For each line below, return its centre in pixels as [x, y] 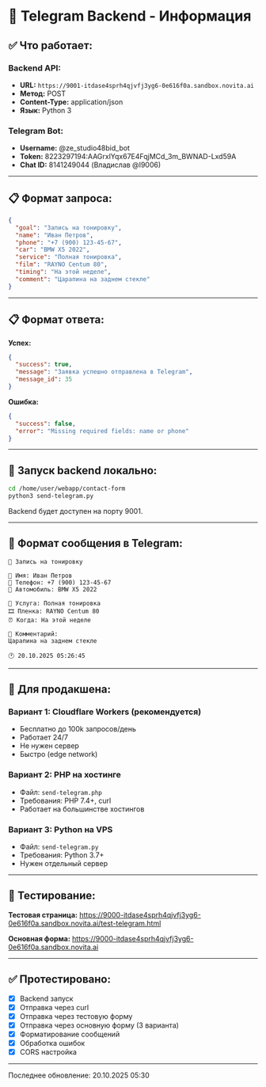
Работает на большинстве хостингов [82, 809]
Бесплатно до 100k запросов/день [78, 729]
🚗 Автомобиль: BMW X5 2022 [53, 589]
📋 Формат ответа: [56, 320]
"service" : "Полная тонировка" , [69, 257]
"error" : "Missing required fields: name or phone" [103, 431]
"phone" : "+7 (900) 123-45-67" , [69, 242]
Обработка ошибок [52, 1043]
